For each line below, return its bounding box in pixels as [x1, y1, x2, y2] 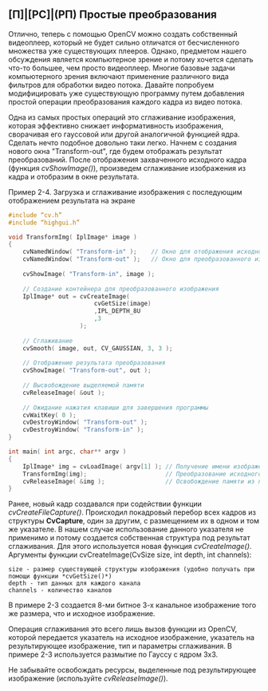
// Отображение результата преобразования [22, 359, 166, 367]
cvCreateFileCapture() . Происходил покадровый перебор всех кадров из [8, 507, 257, 517]
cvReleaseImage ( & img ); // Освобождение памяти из [22, 477, 255, 485]
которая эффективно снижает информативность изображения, [8, 120, 224, 130]
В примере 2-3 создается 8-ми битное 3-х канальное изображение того [8, 600, 257, 610]
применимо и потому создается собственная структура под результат [8, 533, 250, 543]
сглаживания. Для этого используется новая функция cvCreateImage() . [8, 542, 252, 551]
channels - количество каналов [8, 586, 112, 594]
